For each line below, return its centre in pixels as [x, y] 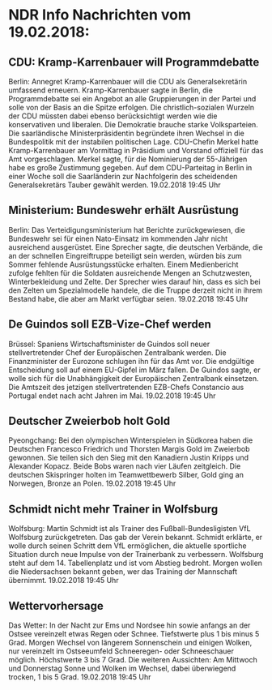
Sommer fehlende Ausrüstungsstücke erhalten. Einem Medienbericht [123, 264]
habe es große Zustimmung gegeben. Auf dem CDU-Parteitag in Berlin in [130, 167]
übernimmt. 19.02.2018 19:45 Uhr [64, 581]
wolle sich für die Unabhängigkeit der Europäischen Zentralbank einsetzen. [134, 378]
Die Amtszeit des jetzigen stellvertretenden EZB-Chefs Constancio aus [126, 387]
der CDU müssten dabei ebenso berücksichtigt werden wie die [113, 116]
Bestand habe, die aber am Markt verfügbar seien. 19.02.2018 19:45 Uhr [128, 298]
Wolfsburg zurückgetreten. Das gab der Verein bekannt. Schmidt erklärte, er [136, 538]
